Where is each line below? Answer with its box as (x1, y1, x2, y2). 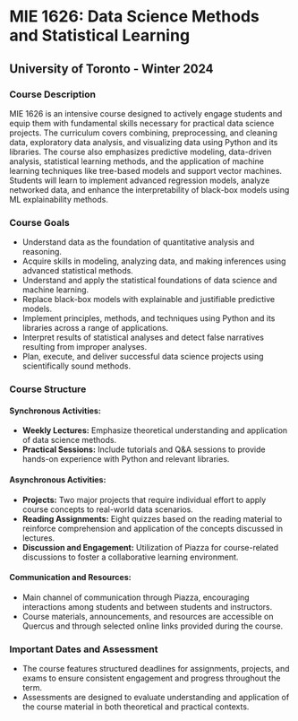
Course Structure (9, 383, 87, 395)
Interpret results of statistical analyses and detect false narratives (21, 332, 264, 343)
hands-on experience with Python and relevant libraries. (21, 454, 230, 465)
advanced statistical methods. (21, 265, 134, 276)
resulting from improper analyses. (21, 342, 148, 352)
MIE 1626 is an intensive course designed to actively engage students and (9, 108, 283, 118)
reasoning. (21, 247, 63, 257)
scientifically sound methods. (21, 360, 132, 371)
